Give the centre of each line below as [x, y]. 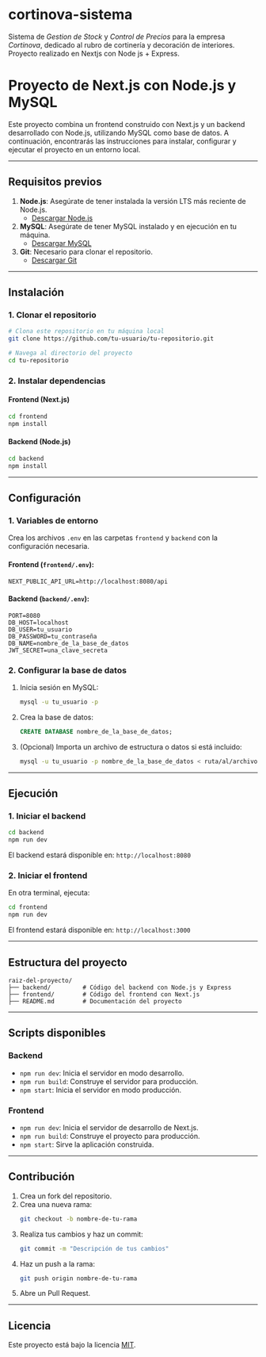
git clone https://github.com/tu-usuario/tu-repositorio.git [111, 339]
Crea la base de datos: [56, 717]
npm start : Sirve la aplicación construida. [87, 1144]
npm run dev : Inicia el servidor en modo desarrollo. [102, 1073]
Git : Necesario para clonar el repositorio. [86, 251]
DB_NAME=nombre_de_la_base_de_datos [68, 643]
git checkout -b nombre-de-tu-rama [78, 1219]
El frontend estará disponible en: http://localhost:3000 [99, 930]
